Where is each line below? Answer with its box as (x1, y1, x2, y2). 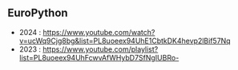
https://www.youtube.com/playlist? (42, 44, 159, 54)
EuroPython (7, 6, 69, 20)
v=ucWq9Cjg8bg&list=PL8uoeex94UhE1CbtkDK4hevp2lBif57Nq (18, 36, 231, 45)
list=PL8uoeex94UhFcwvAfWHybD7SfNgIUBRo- (18, 52, 180, 62)
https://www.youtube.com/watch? (42, 27, 155, 37)
